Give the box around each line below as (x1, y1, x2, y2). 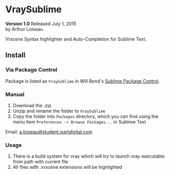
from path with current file (12, 159, 68, 165)
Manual (5, 91, 25, 98)
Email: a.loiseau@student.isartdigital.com (5, 128, 92, 134)
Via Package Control (5, 66, 58, 73)
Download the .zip (12, 102, 51, 108)
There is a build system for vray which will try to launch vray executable (12, 153, 165, 160)
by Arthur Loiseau (5, 26, 44, 32)
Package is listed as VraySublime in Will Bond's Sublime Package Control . (5, 78, 160, 84)
